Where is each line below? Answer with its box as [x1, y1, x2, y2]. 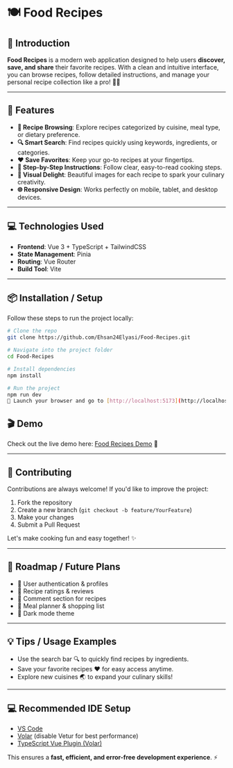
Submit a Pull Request [17, 520, 80, 529]
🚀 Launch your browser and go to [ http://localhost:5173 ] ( [7, 397, 182, 405]
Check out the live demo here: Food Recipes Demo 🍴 [7, 440, 158, 448]
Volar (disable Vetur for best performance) [17, 732, 139, 740]
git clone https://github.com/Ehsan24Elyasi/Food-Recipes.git [7, 334, 191, 341]
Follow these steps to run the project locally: [7, 314, 134, 323]
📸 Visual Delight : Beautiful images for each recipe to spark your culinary [17, 170, 225, 179]
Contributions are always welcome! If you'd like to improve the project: [7, 484, 209, 493]
